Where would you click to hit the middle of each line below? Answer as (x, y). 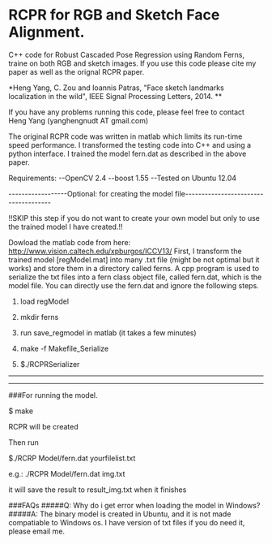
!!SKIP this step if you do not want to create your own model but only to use (134, 218)
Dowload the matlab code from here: (70, 242)
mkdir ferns (39, 317)
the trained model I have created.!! (66, 227)
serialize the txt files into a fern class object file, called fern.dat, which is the (135, 277)
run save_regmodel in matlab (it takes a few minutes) (108, 332)
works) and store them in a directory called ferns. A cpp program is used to (134, 268)
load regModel (45, 301)
